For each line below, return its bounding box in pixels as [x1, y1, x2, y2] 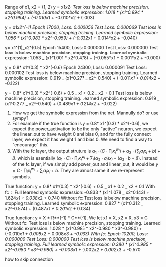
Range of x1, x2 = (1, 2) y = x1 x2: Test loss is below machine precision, [5, 4, 149, 10]
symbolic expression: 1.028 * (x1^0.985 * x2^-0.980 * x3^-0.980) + [5, 225, 143, 232]
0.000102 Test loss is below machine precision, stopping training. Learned [5, 70, 158, 76]
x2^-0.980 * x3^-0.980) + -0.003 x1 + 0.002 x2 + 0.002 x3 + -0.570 [5, 247, 141, 253]
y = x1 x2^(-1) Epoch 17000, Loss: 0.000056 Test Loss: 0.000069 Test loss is [5, 24, 161, 30]
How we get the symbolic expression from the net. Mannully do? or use [12, 110, 159, 116]
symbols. [12, 174, 31, 180]
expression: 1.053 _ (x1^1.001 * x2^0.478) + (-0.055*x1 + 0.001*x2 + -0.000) [5, 55, 160, 61]
